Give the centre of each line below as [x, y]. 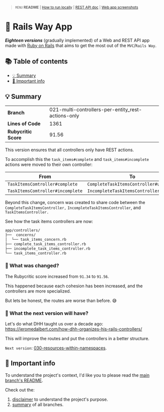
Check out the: [20, 389]
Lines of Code [24, 124]
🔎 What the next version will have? [47, 313]
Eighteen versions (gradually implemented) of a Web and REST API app [77, 40]
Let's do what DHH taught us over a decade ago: [54, 324]
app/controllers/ [23, 230]
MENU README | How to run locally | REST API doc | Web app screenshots [77, 7]
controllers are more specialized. [38, 291]
